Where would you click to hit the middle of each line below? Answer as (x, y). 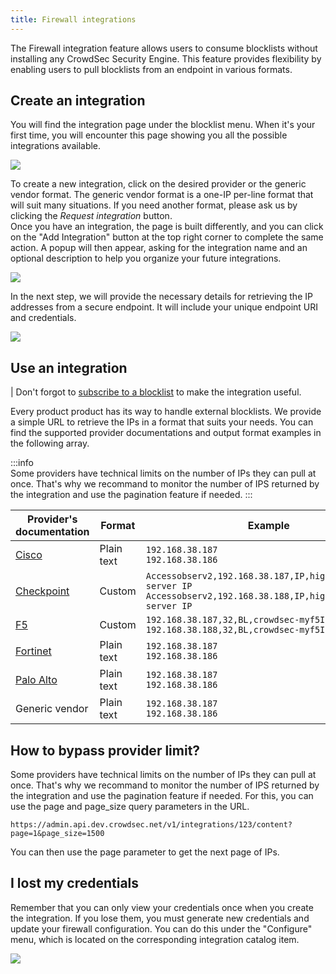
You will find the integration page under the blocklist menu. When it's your (163, 125)
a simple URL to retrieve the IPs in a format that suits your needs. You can (162, 422)
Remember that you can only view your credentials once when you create (162, 907)
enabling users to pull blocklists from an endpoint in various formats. (151, 69)
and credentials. (43, 318)
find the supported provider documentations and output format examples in (166, 433)
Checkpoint (42, 591)
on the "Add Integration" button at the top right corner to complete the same (167, 237)
